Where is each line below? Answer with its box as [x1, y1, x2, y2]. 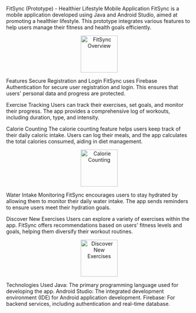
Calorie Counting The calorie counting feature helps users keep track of [6, 125, 181, 132]
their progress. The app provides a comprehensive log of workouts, [6, 107, 170, 115]
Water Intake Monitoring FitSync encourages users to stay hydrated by [6, 191, 178, 198]
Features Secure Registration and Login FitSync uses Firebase [6, 77, 158, 84]
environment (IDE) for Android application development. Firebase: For [6, 294, 175, 301]
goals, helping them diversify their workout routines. [6, 228, 133, 235]
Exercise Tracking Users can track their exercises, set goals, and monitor [6, 102, 184, 108]
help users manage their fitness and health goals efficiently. [6, 24, 152, 31]
